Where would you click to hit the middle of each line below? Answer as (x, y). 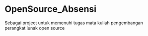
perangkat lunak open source (35, 28)
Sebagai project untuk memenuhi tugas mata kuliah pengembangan (74, 23)
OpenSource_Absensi (51, 9)
